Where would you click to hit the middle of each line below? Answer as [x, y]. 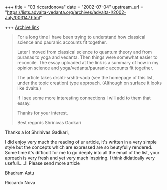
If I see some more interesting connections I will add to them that [84, 98]
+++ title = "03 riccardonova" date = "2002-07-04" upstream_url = [74, 7]
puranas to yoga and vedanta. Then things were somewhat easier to [87, 57]
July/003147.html [23, 18]
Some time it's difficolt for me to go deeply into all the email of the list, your [82, 153]
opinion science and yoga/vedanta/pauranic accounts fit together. [85, 68]
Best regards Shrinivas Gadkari [49, 123]
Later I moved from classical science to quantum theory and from [85, 52]
